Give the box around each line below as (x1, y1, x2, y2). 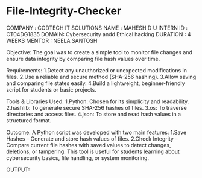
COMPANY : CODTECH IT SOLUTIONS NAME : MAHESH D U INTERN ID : (6, 24, 188, 31)
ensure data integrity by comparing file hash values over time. (6, 55, 160, 62)
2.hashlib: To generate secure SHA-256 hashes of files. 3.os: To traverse (6, 104, 187, 111)
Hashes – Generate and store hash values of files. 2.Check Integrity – (6, 135, 178, 142)
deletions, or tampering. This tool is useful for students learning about (6, 148, 180, 155)
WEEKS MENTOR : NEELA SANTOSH (6, 37, 98, 44)
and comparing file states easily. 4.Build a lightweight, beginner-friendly (6, 80, 185, 87)
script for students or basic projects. (6, 86, 96, 93)
